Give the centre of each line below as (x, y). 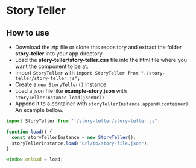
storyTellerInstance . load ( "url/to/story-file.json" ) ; (81, 143)
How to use (28, 33)
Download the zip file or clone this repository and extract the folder (98, 47)
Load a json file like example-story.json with (71, 91)
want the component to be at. (52, 66)
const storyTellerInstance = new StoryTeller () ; (74, 137)
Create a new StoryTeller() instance (61, 84)
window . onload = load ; (35, 160)
